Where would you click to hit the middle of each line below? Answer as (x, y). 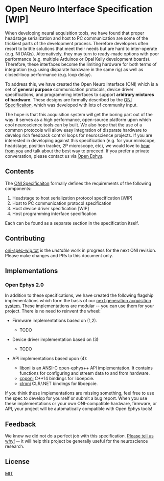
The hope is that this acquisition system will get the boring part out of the (79, 114)
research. (15, 446)
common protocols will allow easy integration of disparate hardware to (76, 130)
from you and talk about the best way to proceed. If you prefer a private (77, 151)
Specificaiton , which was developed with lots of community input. (71, 105)
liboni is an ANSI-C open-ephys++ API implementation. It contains (86, 368)
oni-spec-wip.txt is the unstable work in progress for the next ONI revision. (81, 250)
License (17, 462)
